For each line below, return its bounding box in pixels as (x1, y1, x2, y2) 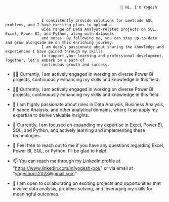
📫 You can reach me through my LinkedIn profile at (12, 158, 120, 164)
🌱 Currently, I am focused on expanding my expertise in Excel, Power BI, (12, 122, 163, 128)
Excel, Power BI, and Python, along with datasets (5, 31, 114, 36)
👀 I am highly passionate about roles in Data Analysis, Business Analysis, (12, 102, 164, 107)
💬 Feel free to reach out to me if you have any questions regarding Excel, (12, 142, 164, 148)
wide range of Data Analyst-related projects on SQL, (41, 27, 157, 32)
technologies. (12, 133, 41, 138)
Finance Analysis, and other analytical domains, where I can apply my (12, 107, 158, 113)
